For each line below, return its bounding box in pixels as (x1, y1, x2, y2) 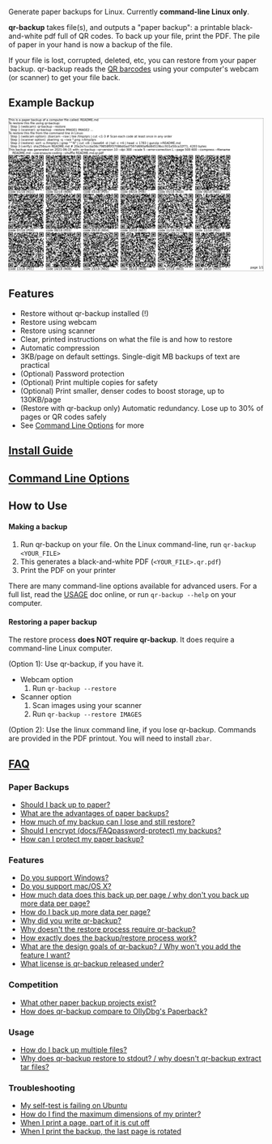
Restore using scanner (19, 326, 96, 335)
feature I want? (19, 950, 70, 960)
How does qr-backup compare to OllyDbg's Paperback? (19, 1006, 208, 1016)
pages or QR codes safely (19, 412, 107, 421)
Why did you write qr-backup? (19, 916, 121, 926)
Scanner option (19, 692, 72, 702)
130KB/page (19, 395, 62, 404)
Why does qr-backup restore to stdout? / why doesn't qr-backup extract (19, 1053, 261, 1063)
